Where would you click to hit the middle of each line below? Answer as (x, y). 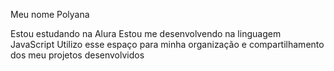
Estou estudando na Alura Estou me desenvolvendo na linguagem (146, 33)
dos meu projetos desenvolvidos (77, 55)
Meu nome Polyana (50, 14)
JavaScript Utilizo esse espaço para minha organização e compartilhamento (167, 44)
